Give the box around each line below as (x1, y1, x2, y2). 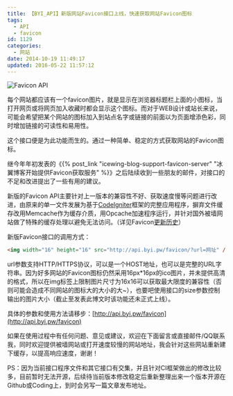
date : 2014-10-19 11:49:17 (7, 56, 85, 63)
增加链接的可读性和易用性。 (12, 121, 92, 129)
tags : (7, 17, 23, 24)
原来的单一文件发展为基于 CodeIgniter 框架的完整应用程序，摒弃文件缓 (25, 200, 223, 208)
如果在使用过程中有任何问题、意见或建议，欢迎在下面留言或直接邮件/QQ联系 (7, 331, 225, 340)
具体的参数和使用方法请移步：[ (7, 309, 95, 317)
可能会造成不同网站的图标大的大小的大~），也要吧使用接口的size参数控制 (12, 286, 221, 294)
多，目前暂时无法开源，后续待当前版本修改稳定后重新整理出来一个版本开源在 (7, 372, 226, 381)
